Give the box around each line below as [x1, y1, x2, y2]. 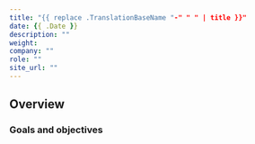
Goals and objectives [9, 123, 103, 136]
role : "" [9, 55, 42, 64]
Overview [9, 96, 66, 112]
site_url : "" [9, 64, 58, 73]
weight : [9, 38, 39, 48]
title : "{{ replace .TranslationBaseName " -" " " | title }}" [9, 13, 247, 22]
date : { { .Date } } [9, 22, 78, 31]
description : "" [9, 30, 70, 39]
